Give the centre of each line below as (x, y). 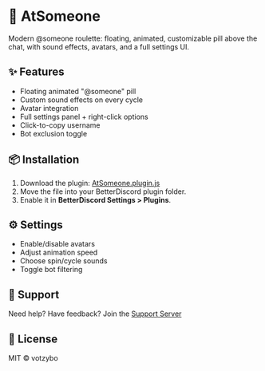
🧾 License (33, 339)
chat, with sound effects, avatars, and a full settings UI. (99, 46)
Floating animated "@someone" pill (78, 91)
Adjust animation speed (59, 253)
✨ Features (36, 72)
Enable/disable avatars (57, 244)
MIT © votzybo (33, 358)
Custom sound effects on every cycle (81, 100)
